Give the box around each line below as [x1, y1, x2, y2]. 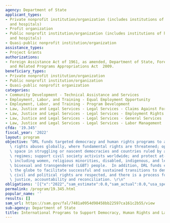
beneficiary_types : [5, 69, 47, 74]
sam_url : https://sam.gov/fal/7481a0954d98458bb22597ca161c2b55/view [5, 201, 155, 206]
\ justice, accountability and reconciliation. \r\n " [10, 177, 125, 182]
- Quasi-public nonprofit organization [5, 83, 90, 88]
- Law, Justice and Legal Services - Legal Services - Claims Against [5, 106, 157, 111]
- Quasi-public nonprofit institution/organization [5, 41, 116, 46]
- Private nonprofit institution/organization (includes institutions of [5, 17, 164, 22]
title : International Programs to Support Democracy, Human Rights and [5, 210, 159, 215]
